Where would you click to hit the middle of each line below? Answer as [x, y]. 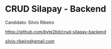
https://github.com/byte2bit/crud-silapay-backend [55, 32]
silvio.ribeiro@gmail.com [30, 41]
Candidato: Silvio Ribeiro [30, 22]
